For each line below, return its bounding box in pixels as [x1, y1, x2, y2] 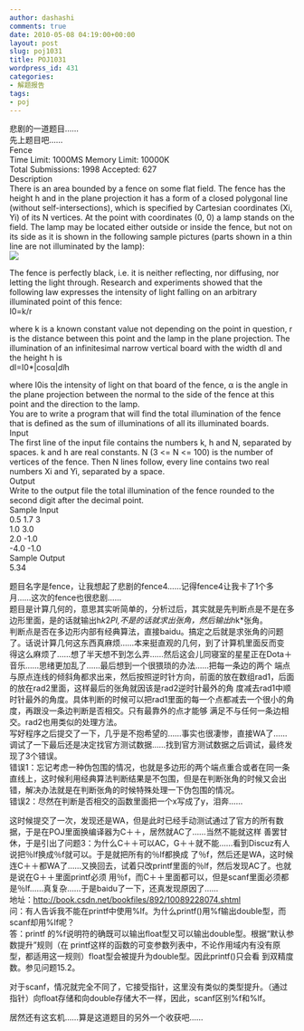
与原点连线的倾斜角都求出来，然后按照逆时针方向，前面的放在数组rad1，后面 [9, 672, 295, 683]
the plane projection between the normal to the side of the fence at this [9, 389, 275, 400]
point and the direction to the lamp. [9, 399, 140, 410]
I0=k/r [9, 306, 33, 317]
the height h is [9, 352, 63, 363]
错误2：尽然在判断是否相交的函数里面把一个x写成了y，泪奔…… [9, 796, 243, 807]
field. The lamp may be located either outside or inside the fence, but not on [9, 222, 292, 233]
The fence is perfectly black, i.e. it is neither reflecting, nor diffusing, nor [9, 268, 280, 279]
